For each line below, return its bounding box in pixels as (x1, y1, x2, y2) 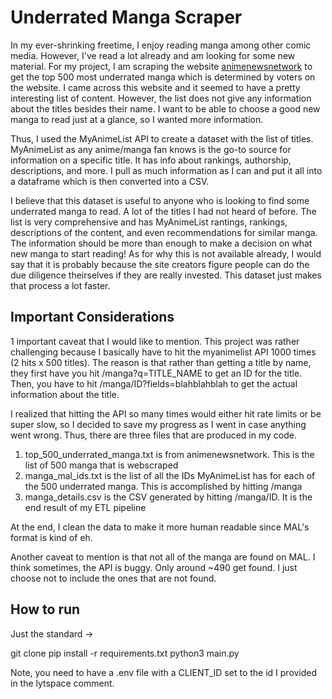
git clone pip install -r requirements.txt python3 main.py (10, 647, 240, 659)
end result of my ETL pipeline (24, 501, 147, 513)
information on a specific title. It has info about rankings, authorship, (10, 154, 292, 166)
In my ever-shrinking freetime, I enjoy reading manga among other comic (10, 39, 312, 51)
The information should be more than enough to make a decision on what (10, 237, 313, 249)
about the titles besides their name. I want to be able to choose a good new (10, 102, 321, 115)
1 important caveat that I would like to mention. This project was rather (10, 335, 300, 347)
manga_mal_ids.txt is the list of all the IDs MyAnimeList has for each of (24, 469, 316, 481)
